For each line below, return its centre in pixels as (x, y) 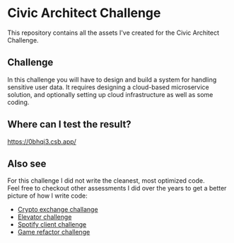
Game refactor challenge (54, 232)
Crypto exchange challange (58, 210)
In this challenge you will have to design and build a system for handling (112, 79)
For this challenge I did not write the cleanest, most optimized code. (106, 181)
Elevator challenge (45, 217)
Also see (27, 163)
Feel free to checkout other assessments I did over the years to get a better (117, 188)
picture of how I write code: (47, 196)
